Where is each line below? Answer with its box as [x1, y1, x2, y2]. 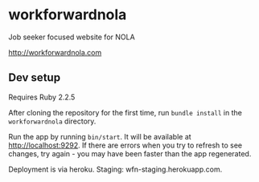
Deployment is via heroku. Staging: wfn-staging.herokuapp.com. [8, 164, 223, 174]
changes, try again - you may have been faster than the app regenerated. [8, 148, 252, 158]
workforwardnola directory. [8, 116, 97, 126]
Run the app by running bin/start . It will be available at [8, 131, 191, 141]
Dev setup [8, 71, 61, 85]
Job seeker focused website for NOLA [8, 32, 135, 42]
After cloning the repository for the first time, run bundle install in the [8, 107, 243, 117]
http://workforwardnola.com [8, 47, 102, 57]
